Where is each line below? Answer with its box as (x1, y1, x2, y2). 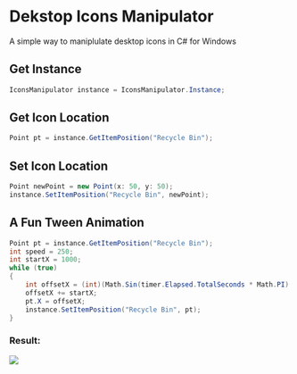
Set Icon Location (9, 158, 109, 173)
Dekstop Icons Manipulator (9, 6, 214, 27)
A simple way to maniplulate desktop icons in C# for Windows (9, 36, 236, 46)
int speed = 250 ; (9, 247, 74, 256)
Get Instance (9, 62, 82, 77)
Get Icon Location (9, 110, 110, 126)
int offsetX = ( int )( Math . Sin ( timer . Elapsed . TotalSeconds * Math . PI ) (25, 280, 290, 289)
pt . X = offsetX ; (25, 296, 87, 305)
